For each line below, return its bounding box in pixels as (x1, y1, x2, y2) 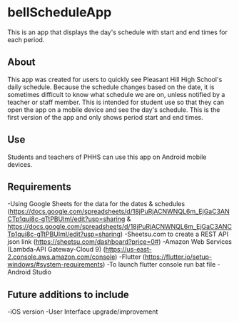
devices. (7, 160, 33, 168)
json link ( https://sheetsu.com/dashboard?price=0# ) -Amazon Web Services (7, 237, 232, 246)
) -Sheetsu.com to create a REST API (120, 230, 229, 239)
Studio (31, 268, 52, 277)
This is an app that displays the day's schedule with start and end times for (7, 28, 228, 36)
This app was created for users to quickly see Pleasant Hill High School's (7, 75, 223, 83)
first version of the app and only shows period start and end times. (7, 113, 203, 121)
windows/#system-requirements (7, 260, 103, 269)
